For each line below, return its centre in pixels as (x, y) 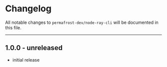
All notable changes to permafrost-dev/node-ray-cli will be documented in (82, 22)
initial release (26, 60)
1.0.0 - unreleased (34, 48)
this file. (13, 27)
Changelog (28, 9)
